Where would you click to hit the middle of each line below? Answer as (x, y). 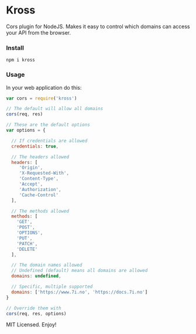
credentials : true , (35, 146)
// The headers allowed (40, 157)
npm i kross (20, 60)
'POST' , (26, 227)
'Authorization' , (40, 189)
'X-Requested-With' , (44, 173)
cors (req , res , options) (36, 313)
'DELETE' (27, 249)
